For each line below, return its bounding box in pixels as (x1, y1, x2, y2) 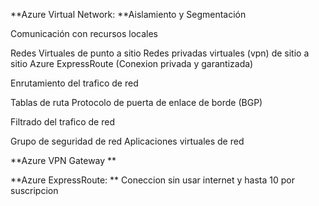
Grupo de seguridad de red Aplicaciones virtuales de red (10, 135, 245, 147)
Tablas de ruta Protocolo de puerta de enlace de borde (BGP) (10, 97, 263, 108)
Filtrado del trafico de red (10, 116, 115, 128)
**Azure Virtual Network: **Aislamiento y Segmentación (10, 9, 247, 20)
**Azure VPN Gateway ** (10, 155, 117, 166)
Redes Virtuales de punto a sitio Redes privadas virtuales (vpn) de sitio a (10, 47, 310, 59)
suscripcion (10, 185, 59, 196)
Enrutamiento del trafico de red (10, 77, 139, 89)
